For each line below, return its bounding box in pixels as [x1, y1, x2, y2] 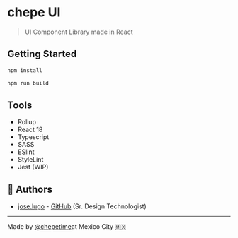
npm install [7, 66, 42, 74]
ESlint [17, 148, 35, 156]
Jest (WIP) [17, 163, 49, 172]
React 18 [17, 125, 43, 134]
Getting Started [7, 48, 77, 60]
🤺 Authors [7, 183, 53, 195]
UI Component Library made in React [24, 28, 133, 36]
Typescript [17, 133, 50, 141]
